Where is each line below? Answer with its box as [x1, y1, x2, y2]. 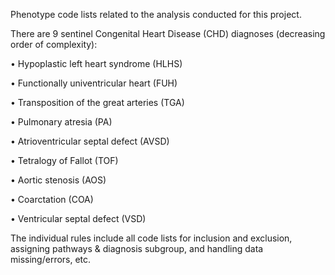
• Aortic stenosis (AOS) [10, 174, 107, 186]
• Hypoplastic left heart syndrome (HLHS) [10, 58, 183, 69]
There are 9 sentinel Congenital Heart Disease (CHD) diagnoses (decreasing [10, 28, 326, 39]
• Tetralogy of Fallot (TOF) [10, 155, 119, 166]
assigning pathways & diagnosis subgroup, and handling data [10, 243, 264, 254]
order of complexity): [10, 39, 98, 50]
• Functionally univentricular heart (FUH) [10, 77, 178, 89]
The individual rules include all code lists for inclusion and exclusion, [10, 232, 293, 244]
